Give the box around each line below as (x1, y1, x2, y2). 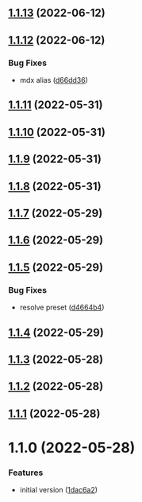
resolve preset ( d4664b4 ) (19, 302, 105, 313)
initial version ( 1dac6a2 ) (19, 485, 98, 495)
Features (8, 467, 44, 478)
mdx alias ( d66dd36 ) (19, 76, 89, 85)
